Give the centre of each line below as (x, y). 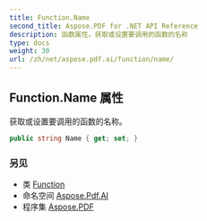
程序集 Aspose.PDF (58, 207)
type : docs (30, 43)
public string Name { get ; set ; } (74, 138)
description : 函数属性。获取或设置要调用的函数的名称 (99, 34)
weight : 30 (30, 51)
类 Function (43, 184)
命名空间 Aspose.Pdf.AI (65, 195)
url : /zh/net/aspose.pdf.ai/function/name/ (92, 59)
